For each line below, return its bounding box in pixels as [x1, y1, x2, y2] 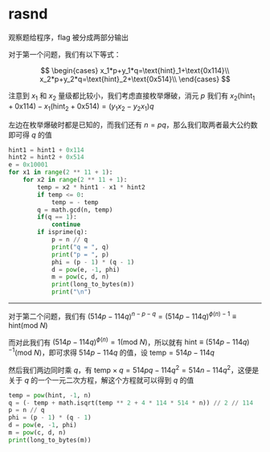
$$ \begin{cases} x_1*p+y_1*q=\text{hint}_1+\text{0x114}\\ [40, 65, 230, 75]
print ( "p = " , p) [51, 250, 110, 258]
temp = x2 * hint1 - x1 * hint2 [37, 183, 146, 191]
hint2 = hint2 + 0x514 [8, 154, 84, 162]
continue [51, 220, 81, 229]
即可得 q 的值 [8, 129, 52, 139]
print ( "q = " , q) [51, 243, 110, 251]
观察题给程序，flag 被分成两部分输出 [8, 32, 129, 42]
